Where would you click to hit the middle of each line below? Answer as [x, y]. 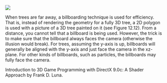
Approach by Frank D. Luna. [34, 75]
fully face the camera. [28, 60]
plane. [12, 55]
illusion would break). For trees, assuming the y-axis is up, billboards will [80, 44]
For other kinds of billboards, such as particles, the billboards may [88, 55]
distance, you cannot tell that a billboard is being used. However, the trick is [84, 33]
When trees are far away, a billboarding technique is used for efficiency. [80, 17]
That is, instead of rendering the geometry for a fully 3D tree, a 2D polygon [83, 22]
